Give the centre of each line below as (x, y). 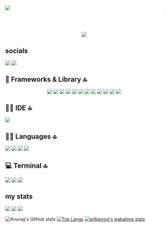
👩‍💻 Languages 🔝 (31, 136)
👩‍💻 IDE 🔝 (19, 108)
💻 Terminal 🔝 (26, 165)
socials (17, 51)
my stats (19, 197)
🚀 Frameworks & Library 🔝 (46, 80)
